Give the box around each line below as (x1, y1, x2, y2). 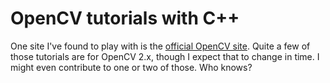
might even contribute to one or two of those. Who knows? (10, 61, 253, 73)
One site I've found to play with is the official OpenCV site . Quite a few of (10, 40, 311, 52)
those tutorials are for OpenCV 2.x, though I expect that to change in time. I (10, 50, 320, 62)
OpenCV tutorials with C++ (10, 7, 240, 30)
